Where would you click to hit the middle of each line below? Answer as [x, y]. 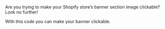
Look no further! [22, 12]
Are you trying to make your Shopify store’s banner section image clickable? [82, 7]
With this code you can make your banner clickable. [58, 22]
